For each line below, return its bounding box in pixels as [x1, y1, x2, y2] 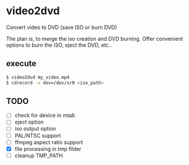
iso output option [14, 125, 57, 132]
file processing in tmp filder [14, 145, 81, 152]
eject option [14, 118, 44, 125]
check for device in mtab [14, 112, 75, 119]
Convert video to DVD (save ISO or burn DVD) [6, 24, 117, 31]
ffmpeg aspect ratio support [14, 138, 84, 145]
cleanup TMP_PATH [14, 152, 63, 159]
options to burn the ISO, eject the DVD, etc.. [6, 41, 112, 48]
